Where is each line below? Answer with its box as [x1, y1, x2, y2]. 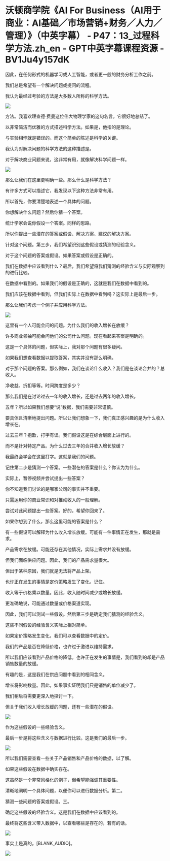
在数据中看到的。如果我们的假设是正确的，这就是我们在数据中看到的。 [5, 280, 152, 286]
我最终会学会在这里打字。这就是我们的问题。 [5, 453, 99, 460]
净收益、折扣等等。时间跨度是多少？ [5, 382, 81, 389]
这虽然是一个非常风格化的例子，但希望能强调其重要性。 [5, 777, 120, 783]
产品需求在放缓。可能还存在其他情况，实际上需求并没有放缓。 [5, 546, 134, 552]
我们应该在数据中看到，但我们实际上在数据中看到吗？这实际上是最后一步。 [5, 291, 160, 297]
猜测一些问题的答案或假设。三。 [5, 798, 72, 804]
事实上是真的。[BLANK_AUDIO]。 [5, 840, 75, 846]
